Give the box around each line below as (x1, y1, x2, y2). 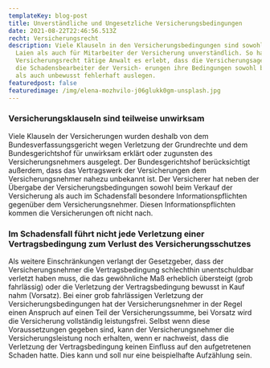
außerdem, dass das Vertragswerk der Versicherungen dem (8, 166, 207, 175)
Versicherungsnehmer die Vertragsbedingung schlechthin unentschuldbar (8, 264, 254, 274)
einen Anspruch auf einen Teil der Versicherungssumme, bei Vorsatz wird (8, 307, 252, 317)
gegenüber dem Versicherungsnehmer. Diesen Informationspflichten (8, 199, 235, 209)
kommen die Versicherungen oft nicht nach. (8, 208, 153, 218)
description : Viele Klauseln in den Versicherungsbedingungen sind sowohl (8, 42, 264, 50)
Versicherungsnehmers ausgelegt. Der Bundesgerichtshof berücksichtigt (8, 157, 251, 166)
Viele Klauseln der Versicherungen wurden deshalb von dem (8, 131, 209, 141)
